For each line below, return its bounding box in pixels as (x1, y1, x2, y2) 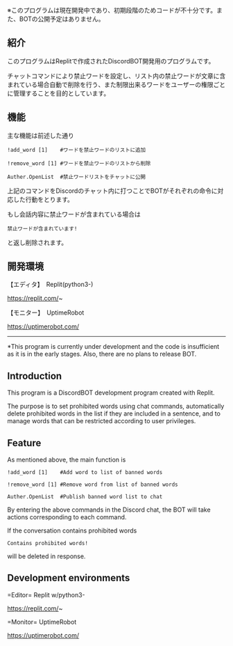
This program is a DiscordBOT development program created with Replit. (7, 388, 215, 397)
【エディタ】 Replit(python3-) (7, 281, 94, 289)
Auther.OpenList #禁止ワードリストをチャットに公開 (7, 173, 146, 180)
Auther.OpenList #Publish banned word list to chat (7, 494, 163, 501)
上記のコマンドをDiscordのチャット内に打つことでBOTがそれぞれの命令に (7, 187, 218, 195)
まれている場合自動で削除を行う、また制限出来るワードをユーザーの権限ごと (7, 80, 226, 88)
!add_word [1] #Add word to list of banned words (7, 469, 163, 476)
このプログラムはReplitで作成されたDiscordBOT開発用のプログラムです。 (7, 56, 215, 65)
